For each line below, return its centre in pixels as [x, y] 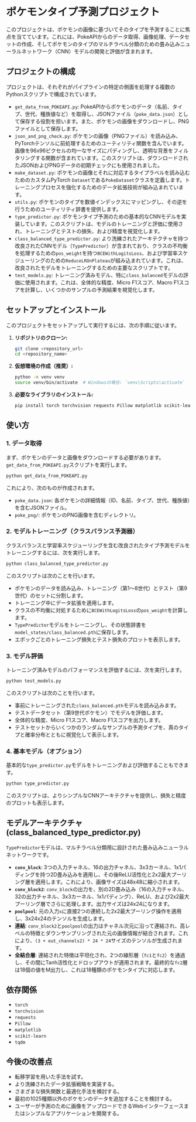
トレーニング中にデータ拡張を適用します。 [66, 603]
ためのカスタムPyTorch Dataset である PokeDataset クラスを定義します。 [100, 180]
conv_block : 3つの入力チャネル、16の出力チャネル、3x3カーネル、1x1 [98, 867]
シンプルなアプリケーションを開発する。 [74, 1113]
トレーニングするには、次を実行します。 [55, 553]
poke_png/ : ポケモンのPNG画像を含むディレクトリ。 [77, 515]
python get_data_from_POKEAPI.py [47, 476]
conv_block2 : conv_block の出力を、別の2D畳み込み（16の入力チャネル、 [101, 889]
